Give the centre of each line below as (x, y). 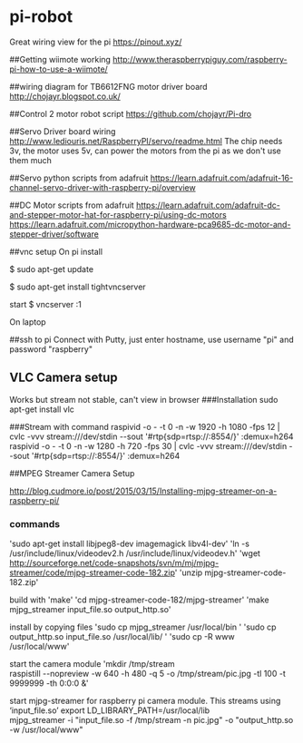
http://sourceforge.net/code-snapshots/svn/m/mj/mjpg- (114, 563)
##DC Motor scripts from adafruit (72, 205)
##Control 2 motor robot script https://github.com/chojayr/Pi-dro (131, 113)
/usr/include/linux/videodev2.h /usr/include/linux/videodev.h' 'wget (135, 553)
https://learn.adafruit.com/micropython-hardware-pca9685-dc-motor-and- (150, 224)
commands (35, 523)
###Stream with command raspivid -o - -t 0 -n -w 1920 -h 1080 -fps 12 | (145, 426)
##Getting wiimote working (60, 59)
